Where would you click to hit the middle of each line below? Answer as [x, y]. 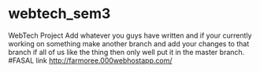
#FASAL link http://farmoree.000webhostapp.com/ [90, 60]
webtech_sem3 [59, 14]
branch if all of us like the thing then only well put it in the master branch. [126, 52]
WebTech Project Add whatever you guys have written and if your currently [130, 35]
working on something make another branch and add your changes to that [129, 43]
